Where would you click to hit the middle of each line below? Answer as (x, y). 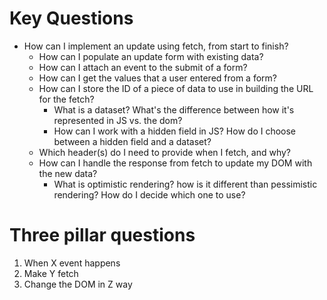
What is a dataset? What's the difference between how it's (174, 109)
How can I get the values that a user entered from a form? (157, 78)
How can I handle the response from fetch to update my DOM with (175, 163)
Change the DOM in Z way (78, 284)
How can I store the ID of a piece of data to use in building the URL (176, 88)
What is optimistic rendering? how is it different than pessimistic (185, 184)
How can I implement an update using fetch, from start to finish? (156, 46)
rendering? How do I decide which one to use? (149, 194)
